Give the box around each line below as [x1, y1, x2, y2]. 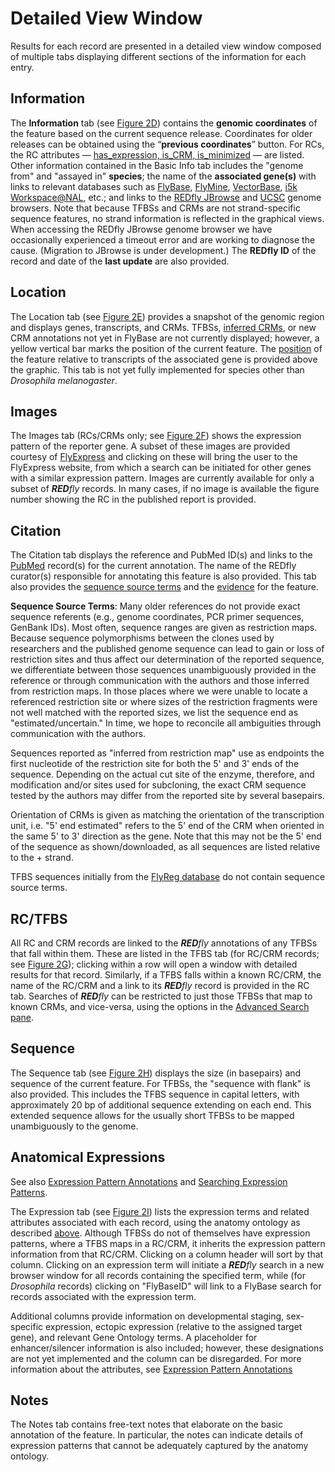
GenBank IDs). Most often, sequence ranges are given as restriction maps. [10, 622, 318, 634]
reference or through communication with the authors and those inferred [10, 675, 310, 687]
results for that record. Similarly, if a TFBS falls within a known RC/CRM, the [10, 969, 322, 981]
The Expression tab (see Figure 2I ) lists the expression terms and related [10, 1205, 310, 1217]
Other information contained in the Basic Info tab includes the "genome [10, 159, 304, 171]
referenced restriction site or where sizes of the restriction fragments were [10, 696, 318, 708]
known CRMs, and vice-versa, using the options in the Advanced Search [10, 1001, 310, 1012]
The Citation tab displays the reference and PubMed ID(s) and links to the [10, 549, 313, 561]
